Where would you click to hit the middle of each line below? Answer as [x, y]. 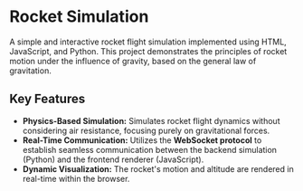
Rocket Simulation [79, 17]
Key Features [47, 99]
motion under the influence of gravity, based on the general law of [133, 61]
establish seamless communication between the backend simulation [150, 149]
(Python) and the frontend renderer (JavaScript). [113, 159]
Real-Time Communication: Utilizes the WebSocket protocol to [142, 140]
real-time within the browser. [76, 178]
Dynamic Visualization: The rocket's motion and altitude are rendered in [158, 168]
